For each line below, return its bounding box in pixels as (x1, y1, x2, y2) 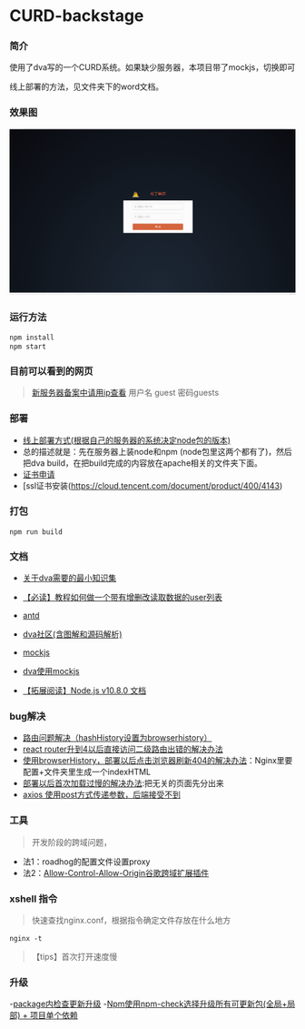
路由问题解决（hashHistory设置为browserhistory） (22, 732, 212, 743)
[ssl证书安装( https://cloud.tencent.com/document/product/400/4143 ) (22, 479, 283, 491)
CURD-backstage (9, 5, 144, 26)
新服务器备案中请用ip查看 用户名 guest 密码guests (31, 388, 220, 398)
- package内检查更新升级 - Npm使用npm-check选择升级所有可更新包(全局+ (9, 998, 288, 1010)
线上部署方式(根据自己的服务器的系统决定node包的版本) (22, 434, 231, 446)
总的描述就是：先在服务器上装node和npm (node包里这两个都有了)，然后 (22, 446, 292, 457)
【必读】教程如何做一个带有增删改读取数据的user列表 (22, 592, 222, 603)
